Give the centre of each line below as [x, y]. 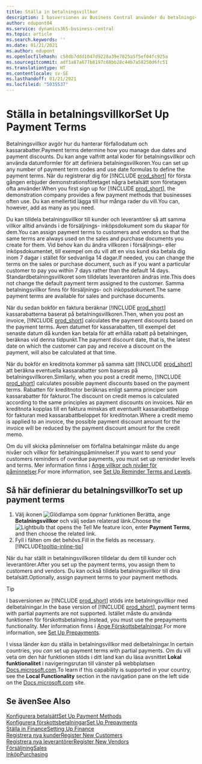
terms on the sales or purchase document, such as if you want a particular [98, 264]
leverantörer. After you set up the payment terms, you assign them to [91, 564]
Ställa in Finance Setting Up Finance [50, 729]
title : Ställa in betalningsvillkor [52, 12]
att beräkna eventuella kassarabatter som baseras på [72, 370]
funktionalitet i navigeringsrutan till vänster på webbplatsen [81, 663]
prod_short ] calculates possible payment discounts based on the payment [98, 383]
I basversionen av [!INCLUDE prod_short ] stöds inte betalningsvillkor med [97, 600]
